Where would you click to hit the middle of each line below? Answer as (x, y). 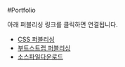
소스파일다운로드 (40, 57)
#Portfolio (22, 10)
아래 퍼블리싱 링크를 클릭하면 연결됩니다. (63, 24)
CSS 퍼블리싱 (36, 39)
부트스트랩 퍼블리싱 (44, 48)
